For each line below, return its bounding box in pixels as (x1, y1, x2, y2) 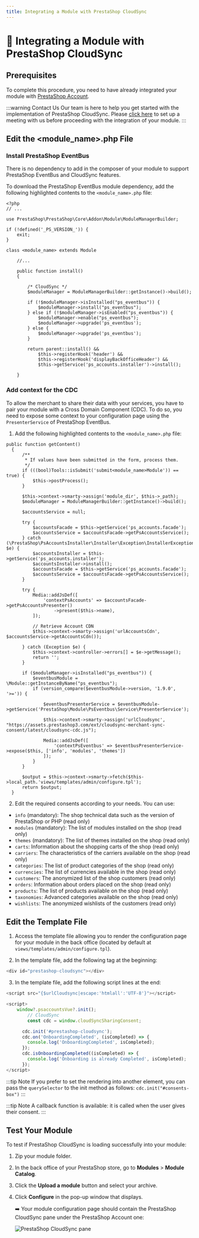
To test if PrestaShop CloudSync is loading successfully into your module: (6, 1141, 187, 1148)
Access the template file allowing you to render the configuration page (14, 933, 187, 940)
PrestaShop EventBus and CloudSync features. (6, 172, 121, 179)
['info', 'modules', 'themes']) (46, 748, 126, 754)
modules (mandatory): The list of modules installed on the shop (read (14, 824, 182, 831)
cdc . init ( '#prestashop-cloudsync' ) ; (21, 1028, 113, 1034)
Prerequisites (6, 71, 57, 81)
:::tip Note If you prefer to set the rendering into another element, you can (6, 1078, 185, 1085)
